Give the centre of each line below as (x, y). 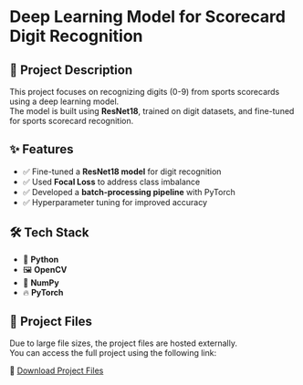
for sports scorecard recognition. (72, 121)
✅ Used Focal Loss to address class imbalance (111, 182)
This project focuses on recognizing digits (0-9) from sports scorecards (145, 92)
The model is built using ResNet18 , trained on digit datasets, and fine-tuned (152, 111)
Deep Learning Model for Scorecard (147, 17)
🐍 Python (41, 259)
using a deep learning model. (64, 101)
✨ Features (42, 149)
